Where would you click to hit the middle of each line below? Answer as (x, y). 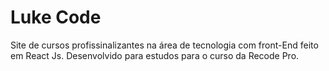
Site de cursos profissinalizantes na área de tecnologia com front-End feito (164, 45)
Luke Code (56, 17)
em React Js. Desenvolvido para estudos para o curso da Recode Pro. (155, 55)
